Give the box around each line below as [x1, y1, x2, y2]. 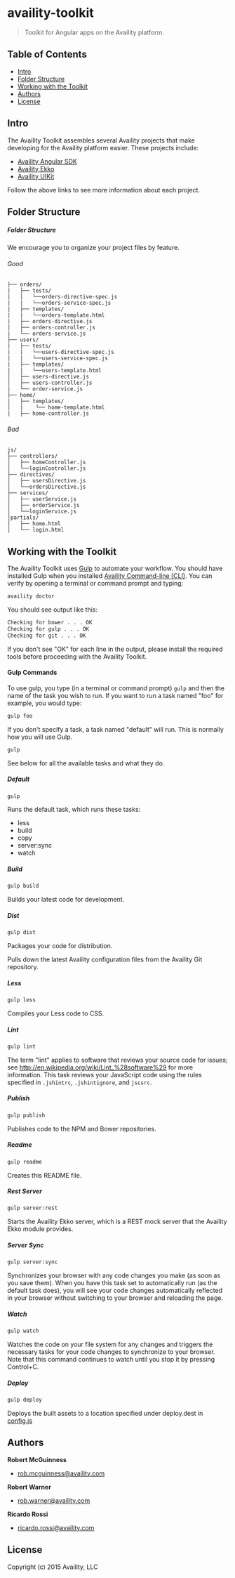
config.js [7, 1416, 33, 1425]
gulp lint [7, 1043, 36, 1050]
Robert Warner [7, 1482, 51, 1491]
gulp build [7, 883, 39, 890]
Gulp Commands [7, 669, 58, 677]
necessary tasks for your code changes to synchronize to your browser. [7, 1348, 215, 1356]
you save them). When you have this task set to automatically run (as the [7, 1279, 217, 1287]
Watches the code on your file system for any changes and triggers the [7, 1340, 213, 1349]
